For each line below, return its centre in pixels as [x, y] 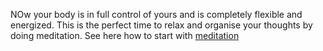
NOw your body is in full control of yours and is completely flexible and [156, 14]
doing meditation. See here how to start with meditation [125, 35]
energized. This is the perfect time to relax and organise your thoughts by [161, 25]
